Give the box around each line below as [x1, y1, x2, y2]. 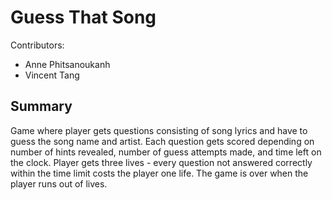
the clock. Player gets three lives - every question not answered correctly [10, 156, 313, 168]
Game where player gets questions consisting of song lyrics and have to [10, 124, 308, 136]
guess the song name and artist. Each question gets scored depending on [10, 135, 315, 147]
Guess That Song [10, 6, 157, 29]
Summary [10, 98, 73, 115]
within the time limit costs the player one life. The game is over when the [10, 167, 309, 179]
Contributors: [10, 39, 65, 51]
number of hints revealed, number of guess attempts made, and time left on [10, 146, 322, 158]
